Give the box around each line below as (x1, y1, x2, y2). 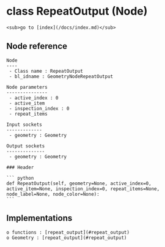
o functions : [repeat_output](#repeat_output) (6, 229, 130, 235)
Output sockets (6, 142, 45, 149)
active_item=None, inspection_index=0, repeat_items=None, (6, 185, 160, 192)
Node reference (6, 41, 68, 51)
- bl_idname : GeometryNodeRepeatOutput (9, 73, 114, 79)
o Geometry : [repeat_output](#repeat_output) (6, 234, 127, 241)
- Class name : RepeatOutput (9, 68, 84, 74)
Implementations (6, 213, 73, 224)
